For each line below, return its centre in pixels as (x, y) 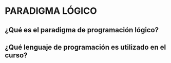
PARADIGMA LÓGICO (51, 11)
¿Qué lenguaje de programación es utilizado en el (85, 47)
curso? (16, 55)
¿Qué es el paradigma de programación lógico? (82, 30)
